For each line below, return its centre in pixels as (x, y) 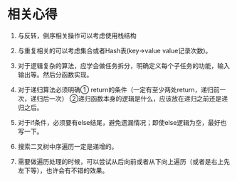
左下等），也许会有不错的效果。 (63, 170)
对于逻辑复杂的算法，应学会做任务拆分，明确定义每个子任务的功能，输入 (123, 65)
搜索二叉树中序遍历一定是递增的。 (68, 146)
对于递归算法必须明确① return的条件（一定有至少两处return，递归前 (118, 89)
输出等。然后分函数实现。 (55, 75)
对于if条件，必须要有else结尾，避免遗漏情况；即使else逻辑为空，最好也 (122, 122)
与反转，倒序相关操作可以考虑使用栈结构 (77, 35)
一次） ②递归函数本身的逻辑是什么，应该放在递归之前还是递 (138, 98)
